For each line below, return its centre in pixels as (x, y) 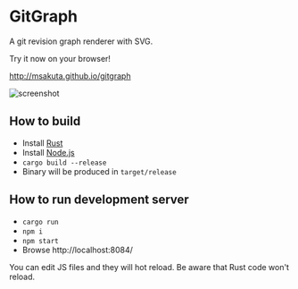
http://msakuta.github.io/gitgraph (70, 76)
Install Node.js (48, 152)
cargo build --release (64, 163)
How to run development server (99, 200)
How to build (45, 121)
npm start (41, 241)
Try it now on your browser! (60, 58)
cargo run (41, 222)
